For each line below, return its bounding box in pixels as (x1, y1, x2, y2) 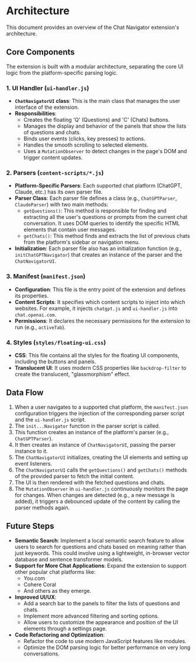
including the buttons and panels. (14, 358, 96, 365)
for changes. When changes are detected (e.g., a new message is (14, 491, 175, 498)
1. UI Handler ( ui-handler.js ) (6, 84, 90, 92)
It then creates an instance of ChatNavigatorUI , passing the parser (14, 441, 176, 448)
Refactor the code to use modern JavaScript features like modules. (23, 637, 187, 644)
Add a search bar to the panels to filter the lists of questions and (23, 599, 180, 607)
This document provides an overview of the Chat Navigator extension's (6, 24, 179, 31)
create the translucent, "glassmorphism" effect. (14, 370, 131, 377)
